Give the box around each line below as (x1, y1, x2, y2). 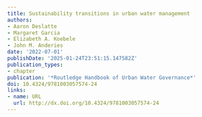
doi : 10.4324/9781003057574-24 (7, 81, 98, 87)
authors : (7, 17, 33, 23)
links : (7, 87, 26, 94)
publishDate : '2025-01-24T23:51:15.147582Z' (7, 55, 138, 62)
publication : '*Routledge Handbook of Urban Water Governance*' (7, 74, 196, 81)
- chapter (7, 67, 36, 74)
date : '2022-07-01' (7, 49, 64, 56)
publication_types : (7, 61, 64, 68)
